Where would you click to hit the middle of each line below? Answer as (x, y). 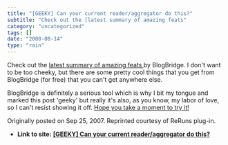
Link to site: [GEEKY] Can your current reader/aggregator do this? (114, 134)
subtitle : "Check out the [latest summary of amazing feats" (97, 20)
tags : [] (20, 33)
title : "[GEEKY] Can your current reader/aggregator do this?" (100, 13)
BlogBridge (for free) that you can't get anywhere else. (85, 79)
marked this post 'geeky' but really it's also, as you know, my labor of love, (113, 100)
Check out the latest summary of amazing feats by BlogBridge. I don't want (114, 65)
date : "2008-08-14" (35, 39)
